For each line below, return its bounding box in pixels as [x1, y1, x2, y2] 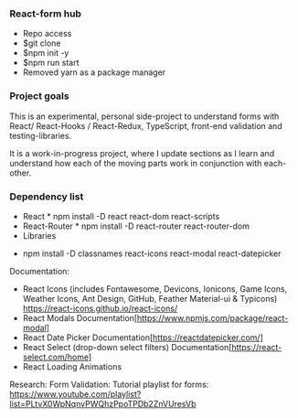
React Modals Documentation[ [22, 312, 138, 323]
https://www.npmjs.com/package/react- [136, 312, 289, 323]
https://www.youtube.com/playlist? [9, 388, 142, 400]
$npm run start [22, 58, 80, 69]
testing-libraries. [9, 130, 72, 141]
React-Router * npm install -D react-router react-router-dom [22, 220, 250, 231]
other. [9, 167, 32, 178]
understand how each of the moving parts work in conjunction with [9, 157, 262, 168]
